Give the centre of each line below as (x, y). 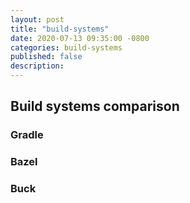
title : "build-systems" (60, 29)
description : (37, 66)
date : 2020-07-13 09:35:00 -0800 (80, 38)
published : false (46, 57)
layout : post (37, 19)
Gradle (27, 135)
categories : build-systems (66, 47)
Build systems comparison (95, 106)
